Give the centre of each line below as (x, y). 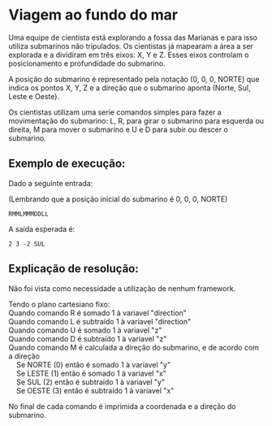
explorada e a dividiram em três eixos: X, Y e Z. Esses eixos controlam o (129, 54)
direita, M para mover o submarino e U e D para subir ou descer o (119, 129)
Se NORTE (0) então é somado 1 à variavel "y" (93, 364)
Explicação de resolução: (74, 269)
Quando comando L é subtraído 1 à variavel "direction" (100, 321)
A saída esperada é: (42, 228)
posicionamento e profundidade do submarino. (87, 63)
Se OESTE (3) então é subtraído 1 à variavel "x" (95, 390)
